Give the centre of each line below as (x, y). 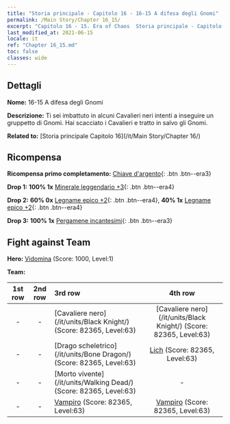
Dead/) (123, 382)
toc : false (23, 52)
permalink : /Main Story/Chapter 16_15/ (64, 20)
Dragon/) (117, 354)
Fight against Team (49, 242)
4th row (182, 293)
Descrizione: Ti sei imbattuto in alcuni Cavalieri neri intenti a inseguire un (111, 115)
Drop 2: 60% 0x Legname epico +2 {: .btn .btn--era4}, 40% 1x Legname (109, 200)
